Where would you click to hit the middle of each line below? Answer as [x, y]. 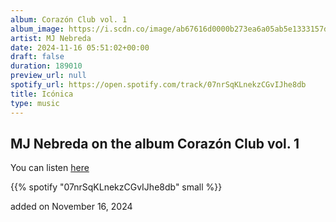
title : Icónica [42, 94]
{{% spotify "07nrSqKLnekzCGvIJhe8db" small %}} [116, 187]
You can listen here [50, 168]
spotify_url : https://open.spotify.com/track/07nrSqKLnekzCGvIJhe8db [158, 85]
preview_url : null [48, 76]
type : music [35, 103]
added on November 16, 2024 [71, 207]
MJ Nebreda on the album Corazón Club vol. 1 [155, 143]
